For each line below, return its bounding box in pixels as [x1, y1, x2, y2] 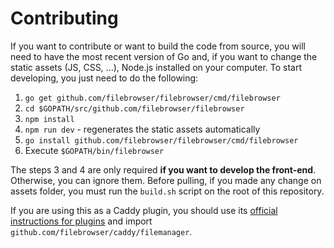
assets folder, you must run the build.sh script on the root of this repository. [10, 185, 325, 197]
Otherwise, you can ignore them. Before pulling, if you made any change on [10, 174, 322, 186]
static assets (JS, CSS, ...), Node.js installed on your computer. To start [10, 61, 303, 73]
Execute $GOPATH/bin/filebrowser [24, 144, 165, 156]
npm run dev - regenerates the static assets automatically [24, 123, 261, 135]
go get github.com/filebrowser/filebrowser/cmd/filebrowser [24, 93, 281, 103]
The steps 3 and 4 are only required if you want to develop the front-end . [10, 163, 317, 176]
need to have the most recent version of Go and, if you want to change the [10, 50, 318, 62]
